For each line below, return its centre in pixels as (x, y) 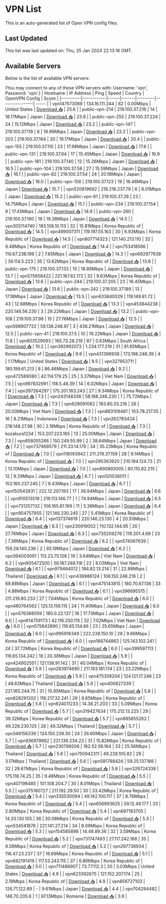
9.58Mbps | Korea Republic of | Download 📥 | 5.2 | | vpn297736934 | (76, 846)
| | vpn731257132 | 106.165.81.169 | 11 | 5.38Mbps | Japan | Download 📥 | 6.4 (83, 506)
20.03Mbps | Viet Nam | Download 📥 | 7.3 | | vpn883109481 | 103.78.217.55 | (83, 411)
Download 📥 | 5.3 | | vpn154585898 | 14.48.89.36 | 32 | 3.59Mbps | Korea (81, 831)
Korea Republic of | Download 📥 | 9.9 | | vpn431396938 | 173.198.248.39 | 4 (83, 354)
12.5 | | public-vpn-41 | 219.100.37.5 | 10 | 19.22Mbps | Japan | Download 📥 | (83, 333)
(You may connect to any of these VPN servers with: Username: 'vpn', (77, 87)
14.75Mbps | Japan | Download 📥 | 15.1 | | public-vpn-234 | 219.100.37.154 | (82, 204)
